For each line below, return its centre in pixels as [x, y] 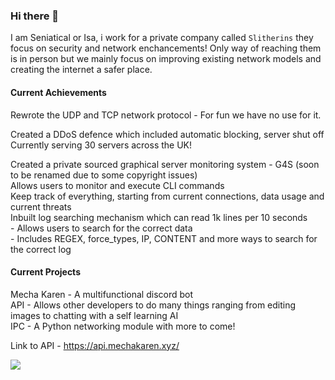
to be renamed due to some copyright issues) [104, 175]
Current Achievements [58, 92]
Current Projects [45, 272]
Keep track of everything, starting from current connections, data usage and [167, 196]
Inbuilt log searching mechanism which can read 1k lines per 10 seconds [159, 217]
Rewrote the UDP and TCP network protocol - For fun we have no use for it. [166, 115]
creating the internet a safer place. [81, 70]
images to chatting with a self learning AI [94, 315]
